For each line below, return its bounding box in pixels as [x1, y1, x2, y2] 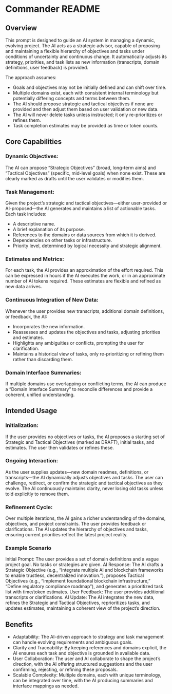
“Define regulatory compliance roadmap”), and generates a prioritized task [5, 584, 163, 590]
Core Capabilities [5, 137, 62, 146]
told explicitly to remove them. [5, 491, 69, 497]
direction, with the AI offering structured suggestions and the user [12, 661, 153, 667]
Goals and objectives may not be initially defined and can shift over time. [12, 84, 167, 90]
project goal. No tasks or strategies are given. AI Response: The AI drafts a [5, 561, 163, 568]
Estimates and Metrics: [5, 255, 64, 262]
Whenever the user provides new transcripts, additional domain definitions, [5, 308, 164, 314]
